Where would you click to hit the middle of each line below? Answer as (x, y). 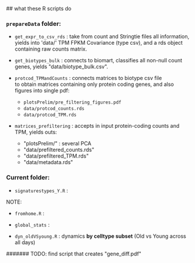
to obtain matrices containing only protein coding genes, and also (94, 84)
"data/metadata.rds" (48, 162)
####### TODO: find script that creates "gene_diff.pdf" (74, 254)
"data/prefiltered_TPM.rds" (56, 156)
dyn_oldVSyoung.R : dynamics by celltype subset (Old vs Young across (100, 236)
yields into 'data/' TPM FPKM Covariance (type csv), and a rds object (99, 43)
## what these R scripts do (39, 9)
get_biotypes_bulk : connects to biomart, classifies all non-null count (98, 61)
